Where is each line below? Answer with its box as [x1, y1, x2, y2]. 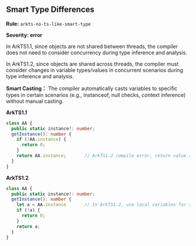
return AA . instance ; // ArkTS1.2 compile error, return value [16, 153, 187, 159]
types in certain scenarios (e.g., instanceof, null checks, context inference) [6, 91, 186, 98]
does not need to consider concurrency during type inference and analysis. [6, 49, 188, 56]
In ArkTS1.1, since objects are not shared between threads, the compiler [6, 43, 178, 50]
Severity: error [6, 32, 43, 39]
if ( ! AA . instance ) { [16, 137, 66, 143]
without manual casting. [6, 98, 64, 105]
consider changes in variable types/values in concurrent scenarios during [6, 67, 184, 74]
